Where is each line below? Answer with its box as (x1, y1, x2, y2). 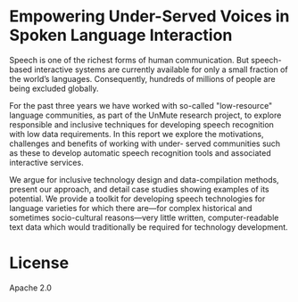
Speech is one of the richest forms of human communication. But (9, 54, 250, 65)
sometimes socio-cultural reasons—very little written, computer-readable (9, 212, 279, 223)
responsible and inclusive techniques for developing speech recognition (9, 118, 275, 130)
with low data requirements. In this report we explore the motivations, (9, 128, 264, 139)
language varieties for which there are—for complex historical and (9, 202, 252, 213)
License (9, 253, 70, 273)
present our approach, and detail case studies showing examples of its (9, 184, 269, 194)
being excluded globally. (9, 83, 100, 94)
